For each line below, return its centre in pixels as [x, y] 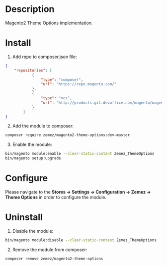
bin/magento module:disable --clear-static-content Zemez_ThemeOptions [81, 240]
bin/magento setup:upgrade [33, 158]
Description [30, 9]
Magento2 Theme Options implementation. [49, 23]
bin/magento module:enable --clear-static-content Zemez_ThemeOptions [80, 154]
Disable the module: [33, 231]
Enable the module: [32, 144]
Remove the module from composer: [50, 250]
